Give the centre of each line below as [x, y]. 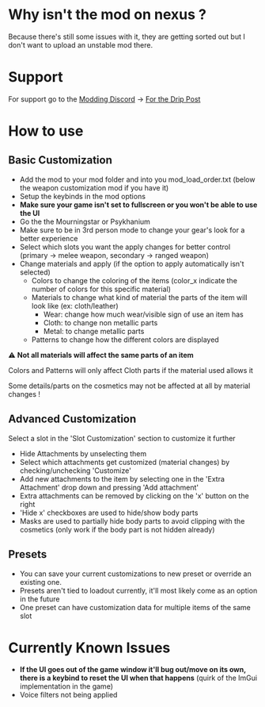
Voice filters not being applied [68, 695]
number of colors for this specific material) [101, 289]
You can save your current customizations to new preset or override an [135, 574]
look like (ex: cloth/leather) [75, 305]
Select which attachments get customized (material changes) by [125, 462]
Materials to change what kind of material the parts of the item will [139, 297]
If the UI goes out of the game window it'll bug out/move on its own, [133, 670]
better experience [49, 238]
